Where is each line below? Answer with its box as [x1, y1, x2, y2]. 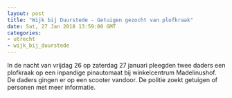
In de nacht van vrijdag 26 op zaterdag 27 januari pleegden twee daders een [7, 61, 226, 69]
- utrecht [7, 36, 36, 43]
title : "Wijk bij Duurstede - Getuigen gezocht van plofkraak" [7, 17, 194, 23]
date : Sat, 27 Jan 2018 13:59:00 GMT [7, 23, 116, 30]
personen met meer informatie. [7, 84, 96, 91]
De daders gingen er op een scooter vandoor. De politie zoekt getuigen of [7, 76, 218, 84]
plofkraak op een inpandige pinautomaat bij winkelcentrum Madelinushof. [7, 68, 217, 77]
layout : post [7, 10, 45, 17]
